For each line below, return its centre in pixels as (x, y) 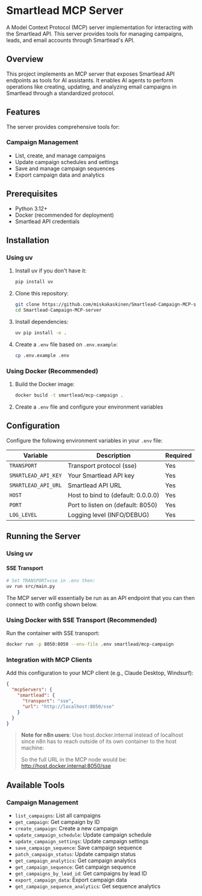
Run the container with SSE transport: (53, 633)
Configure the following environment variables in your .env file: (84, 440)
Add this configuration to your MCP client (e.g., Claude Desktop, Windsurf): (100, 673)
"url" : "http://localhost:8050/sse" (68, 707)
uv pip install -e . (41, 333)
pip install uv (34, 282)
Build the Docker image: (45, 384)
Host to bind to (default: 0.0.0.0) (114, 495)
